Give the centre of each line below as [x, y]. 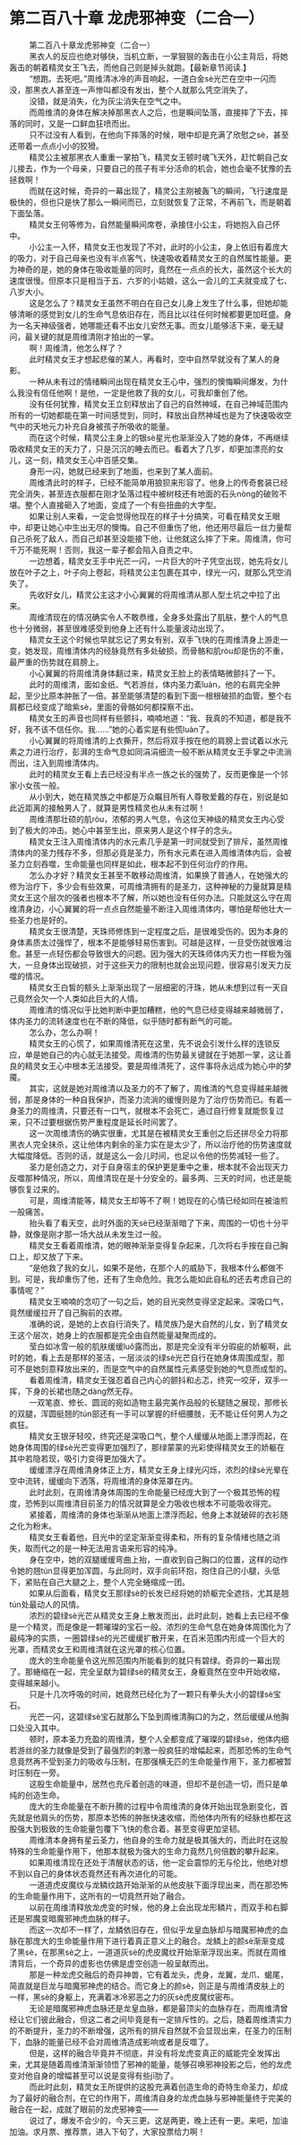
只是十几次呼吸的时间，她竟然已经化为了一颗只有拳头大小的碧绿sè [151, 1694]
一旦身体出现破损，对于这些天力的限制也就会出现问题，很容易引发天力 [154, 965]
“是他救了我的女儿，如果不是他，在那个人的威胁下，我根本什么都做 [152, 1267]
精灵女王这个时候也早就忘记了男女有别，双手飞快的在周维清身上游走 [155, 639]
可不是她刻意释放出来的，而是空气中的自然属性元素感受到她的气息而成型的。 [150, 1369]
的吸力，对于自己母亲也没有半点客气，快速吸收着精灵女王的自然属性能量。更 [150, 258]
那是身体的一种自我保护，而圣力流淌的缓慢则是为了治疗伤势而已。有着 [154, 1099]
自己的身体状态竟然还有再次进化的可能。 [107, 1873]
